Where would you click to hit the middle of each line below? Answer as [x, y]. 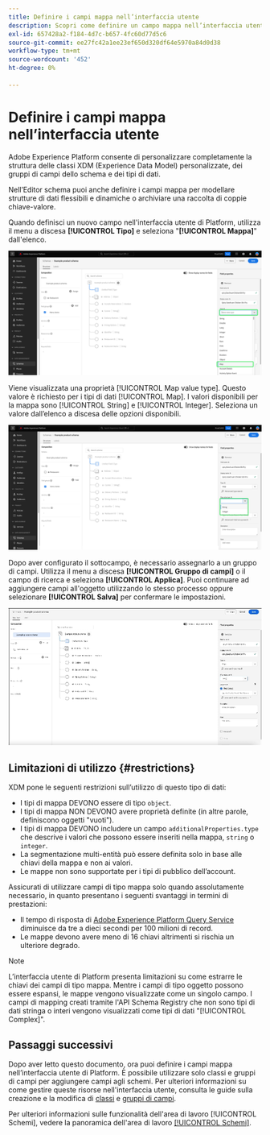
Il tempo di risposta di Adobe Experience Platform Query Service [127, 920]
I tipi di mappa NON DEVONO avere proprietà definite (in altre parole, [134, 812]
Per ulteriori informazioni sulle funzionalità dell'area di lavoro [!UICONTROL [133, 1114]
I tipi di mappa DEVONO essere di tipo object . [96, 803]
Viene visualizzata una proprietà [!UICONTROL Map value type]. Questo [127, 387]
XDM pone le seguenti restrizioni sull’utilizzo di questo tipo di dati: [117, 787]
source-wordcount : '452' [50, 60]
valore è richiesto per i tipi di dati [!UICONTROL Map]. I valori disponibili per [133, 396]
